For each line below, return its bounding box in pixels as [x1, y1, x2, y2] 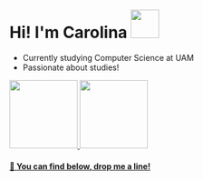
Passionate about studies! [22, 62, 120, 73]
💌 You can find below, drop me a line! [9, 160, 151, 172]
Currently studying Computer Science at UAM [22, 52, 195, 63]
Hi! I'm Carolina [9, 23, 128, 43]
